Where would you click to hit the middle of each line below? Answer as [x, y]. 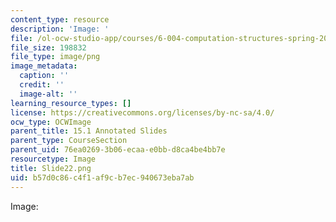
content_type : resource [60, 19]
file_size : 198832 [48, 47]
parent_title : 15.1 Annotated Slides [89, 131]
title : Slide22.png [51, 168]
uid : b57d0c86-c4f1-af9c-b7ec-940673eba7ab [102, 177]
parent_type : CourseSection [69, 141]
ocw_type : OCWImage [51, 122]
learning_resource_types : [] [71, 103]
